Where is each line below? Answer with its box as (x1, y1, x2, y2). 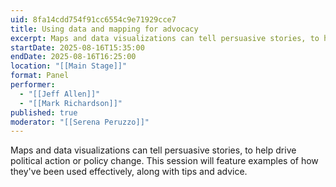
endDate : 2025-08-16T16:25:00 (10, 52, 137, 62)
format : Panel (10, 71, 70, 81)
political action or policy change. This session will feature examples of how (10, 155, 319, 167)
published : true (10, 107, 78, 118)
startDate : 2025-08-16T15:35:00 (10, 42, 145, 53)
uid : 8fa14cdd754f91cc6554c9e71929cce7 (10, 14, 177, 25)
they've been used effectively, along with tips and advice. (10, 166, 248, 178)
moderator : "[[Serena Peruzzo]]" (10, 117, 150, 127)
